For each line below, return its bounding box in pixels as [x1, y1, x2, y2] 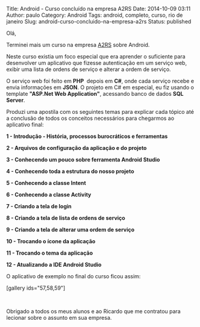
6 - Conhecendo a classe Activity [6, 191, 92, 198]
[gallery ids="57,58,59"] [6, 284, 66, 291]
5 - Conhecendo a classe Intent [6, 179, 86, 186]
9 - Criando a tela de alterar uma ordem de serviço [6, 226, 135, 233]
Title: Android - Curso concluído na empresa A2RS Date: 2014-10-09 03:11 [6, 5, 191, 12]
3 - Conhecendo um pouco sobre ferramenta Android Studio [6, 156, 160, 163]
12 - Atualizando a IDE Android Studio [6, 261, 102, 268]
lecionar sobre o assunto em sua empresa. [6, 314, 112, 321]
